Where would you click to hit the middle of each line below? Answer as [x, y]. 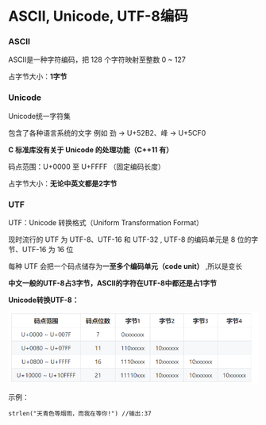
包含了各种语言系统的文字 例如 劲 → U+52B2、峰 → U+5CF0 [107, 132]
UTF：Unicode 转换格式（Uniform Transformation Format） [106, 223]
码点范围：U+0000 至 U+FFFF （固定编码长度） [87, 167]
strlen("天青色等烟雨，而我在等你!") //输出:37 [80, 414]
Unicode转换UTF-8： [44, 300]
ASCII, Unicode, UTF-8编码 [98, 16]
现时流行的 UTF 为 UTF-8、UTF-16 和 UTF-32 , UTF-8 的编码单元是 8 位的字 [133, 239]
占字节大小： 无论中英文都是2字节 [63, 183]
